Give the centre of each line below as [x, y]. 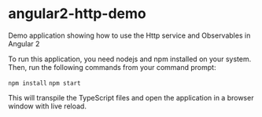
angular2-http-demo [77, 14]
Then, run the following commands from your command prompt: [112, 67]
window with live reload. [47, 106]
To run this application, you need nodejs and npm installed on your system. [130, 59]
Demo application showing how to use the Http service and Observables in [129, 35]
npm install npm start [44, 83]
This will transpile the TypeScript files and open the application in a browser [131, 97]
